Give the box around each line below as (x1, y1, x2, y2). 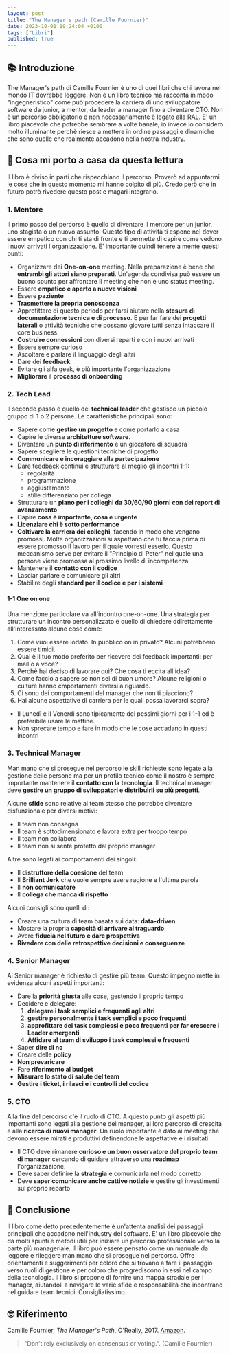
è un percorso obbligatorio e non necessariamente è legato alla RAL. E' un (7, 113, 217, 121)
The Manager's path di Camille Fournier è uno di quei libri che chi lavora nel (7, 83, 221, 91)
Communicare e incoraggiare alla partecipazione (16, 455, 160, 463)
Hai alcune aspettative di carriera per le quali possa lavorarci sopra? (16, 696, 210, 704)
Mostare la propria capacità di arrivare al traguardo (16, 924, 165, 932)
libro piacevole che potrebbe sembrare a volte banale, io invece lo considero (7, 120, 224, 128)
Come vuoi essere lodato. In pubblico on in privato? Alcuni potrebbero (16, 637, 216, 646)
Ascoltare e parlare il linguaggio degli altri (16, 350, 135, 359)
